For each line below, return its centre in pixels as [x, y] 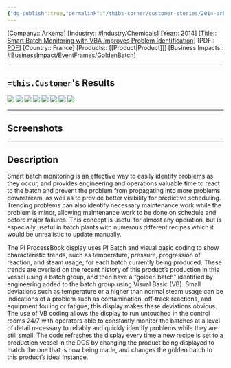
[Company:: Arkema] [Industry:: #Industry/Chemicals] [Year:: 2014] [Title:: [112, 33]
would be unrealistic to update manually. [64, 235]
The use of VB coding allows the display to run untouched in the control [109, 314]
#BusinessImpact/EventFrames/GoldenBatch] [71, 55]
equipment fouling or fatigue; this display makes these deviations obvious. [112, 306]
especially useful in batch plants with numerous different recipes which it [111, 227]
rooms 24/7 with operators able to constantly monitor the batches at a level [114, 321]
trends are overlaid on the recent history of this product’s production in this [113, 270]
